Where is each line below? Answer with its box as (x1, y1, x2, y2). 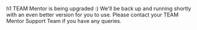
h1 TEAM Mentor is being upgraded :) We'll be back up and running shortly (6, 5, 192, 12)
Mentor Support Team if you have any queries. (6, 18, 122, 24)
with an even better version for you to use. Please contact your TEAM (6, 11, 179, 18)
